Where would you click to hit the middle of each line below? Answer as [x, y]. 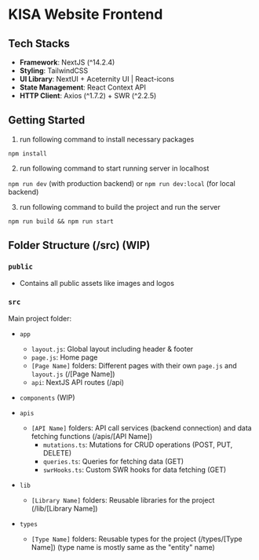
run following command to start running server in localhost [114, 168]
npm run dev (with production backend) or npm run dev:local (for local [122, 183]
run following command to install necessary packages [107, 139]
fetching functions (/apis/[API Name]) [92, 436]
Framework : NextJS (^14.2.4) [67, 62]
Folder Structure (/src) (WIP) [79, 245]
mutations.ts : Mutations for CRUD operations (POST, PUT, [138, 445]
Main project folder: [40, 318]
